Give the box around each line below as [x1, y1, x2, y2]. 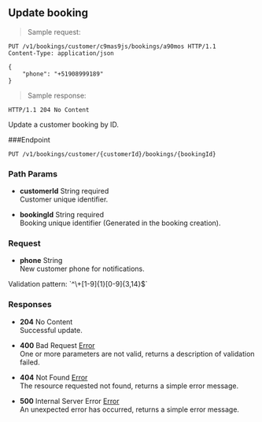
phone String [19, 256, 63, 265]
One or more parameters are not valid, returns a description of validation [19, 349, 255, 358]
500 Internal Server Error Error [19, 396, 120, 405]
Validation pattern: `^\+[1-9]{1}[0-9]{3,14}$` [8, 279, 148, 289]
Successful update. [19, 325, 83, 335]
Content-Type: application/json [8, 49, 114, 57]
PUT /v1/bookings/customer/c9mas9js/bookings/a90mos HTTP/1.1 [8, 43, 216, 50]
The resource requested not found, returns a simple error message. [19, 381, 238, 391]
